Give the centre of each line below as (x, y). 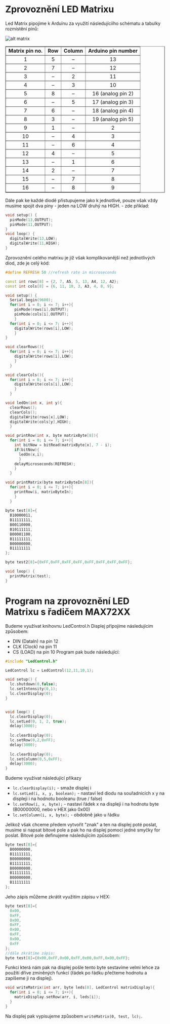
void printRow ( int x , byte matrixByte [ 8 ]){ (52, 436)
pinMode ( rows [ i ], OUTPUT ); (42, 310)
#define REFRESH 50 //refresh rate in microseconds (61, 272)
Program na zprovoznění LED (68, 601)
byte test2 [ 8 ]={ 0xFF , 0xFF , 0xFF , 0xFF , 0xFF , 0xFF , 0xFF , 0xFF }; (69, 562)
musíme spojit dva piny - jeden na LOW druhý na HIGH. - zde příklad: (77, 206)
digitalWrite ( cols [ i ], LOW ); (44, 384)
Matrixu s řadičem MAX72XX (68, 612)
